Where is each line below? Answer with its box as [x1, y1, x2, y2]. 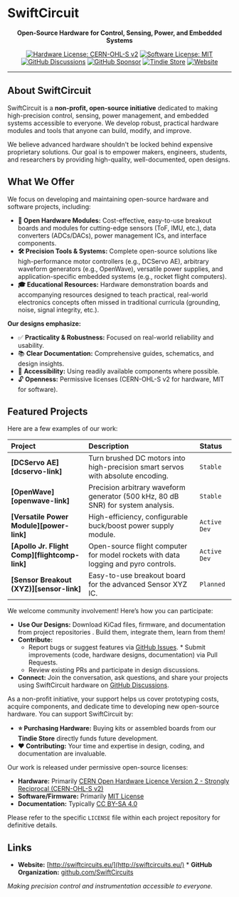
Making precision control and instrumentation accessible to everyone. [7, 882, 213, 891]
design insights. [17, 359, 65, 368]
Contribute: [17, 635, 53, 644]
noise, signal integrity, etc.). [17, 305, 100, 314]
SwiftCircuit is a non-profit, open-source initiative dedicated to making [7, 103, 218, 112]
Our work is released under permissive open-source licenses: [7, 763, 188, 772]
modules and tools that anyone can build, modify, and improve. [7, 126, 192, 134]
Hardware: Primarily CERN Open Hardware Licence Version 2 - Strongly [17, 777, 230, 785]
